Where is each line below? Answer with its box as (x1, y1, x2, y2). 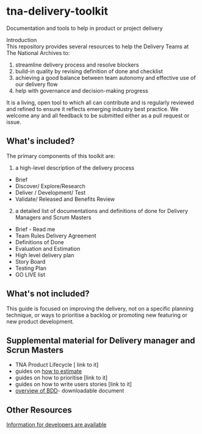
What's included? (6, 136, 75, 146)
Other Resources (6, 405, 72, 415)
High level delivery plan (15, 251, 74, 259)
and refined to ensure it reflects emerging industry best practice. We (6, 105, 179, 112)
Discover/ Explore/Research (15, 182, 85, 190)
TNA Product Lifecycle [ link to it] (15, 361, 99, 369)
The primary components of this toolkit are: (6, 152, 115, 159)
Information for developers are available (6, 421, 107, 429)
